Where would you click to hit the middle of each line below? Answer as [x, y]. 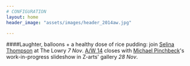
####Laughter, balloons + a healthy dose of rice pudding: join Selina [90, 44]
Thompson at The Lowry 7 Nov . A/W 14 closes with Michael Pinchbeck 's [95, 51]
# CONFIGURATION [26, 11]
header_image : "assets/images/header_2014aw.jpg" [69, 22]
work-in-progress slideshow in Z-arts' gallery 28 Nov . [72, 57]
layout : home [22, 17]
